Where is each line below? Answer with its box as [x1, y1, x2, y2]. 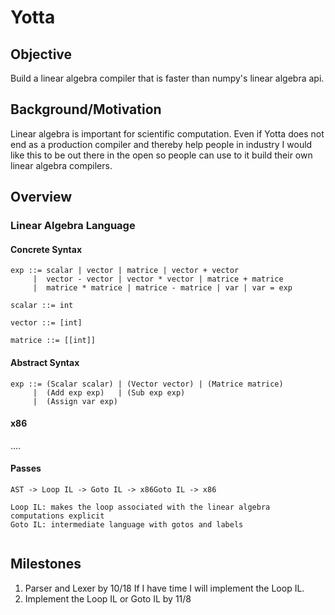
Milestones [10, 556, 82, 573]
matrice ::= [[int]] [10, 336, 97, 346]
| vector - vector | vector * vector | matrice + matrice [32, 274, 284, 285]
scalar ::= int [10, 301, 74, 311]
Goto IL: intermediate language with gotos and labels [10, 519, 244, 530]
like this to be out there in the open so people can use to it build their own [10, 149, 313, 161]
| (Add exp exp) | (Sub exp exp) [32, 387, 186, 398]
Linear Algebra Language [10, 219, 136, 233]
